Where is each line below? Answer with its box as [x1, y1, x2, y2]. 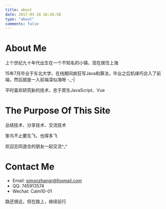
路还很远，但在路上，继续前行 [5, 199, 66, 205]
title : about [5, 7, 32, 12]
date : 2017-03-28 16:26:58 [5, 12, 61, 17]
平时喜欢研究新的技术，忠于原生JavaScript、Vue [5, 87, 105, 93]
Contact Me [5, 161, 55, 173]
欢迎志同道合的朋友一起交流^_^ [5, 143, 68, 150]
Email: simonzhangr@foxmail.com [12, 178, 82, 184]
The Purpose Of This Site [5, 105, 111, 116]
